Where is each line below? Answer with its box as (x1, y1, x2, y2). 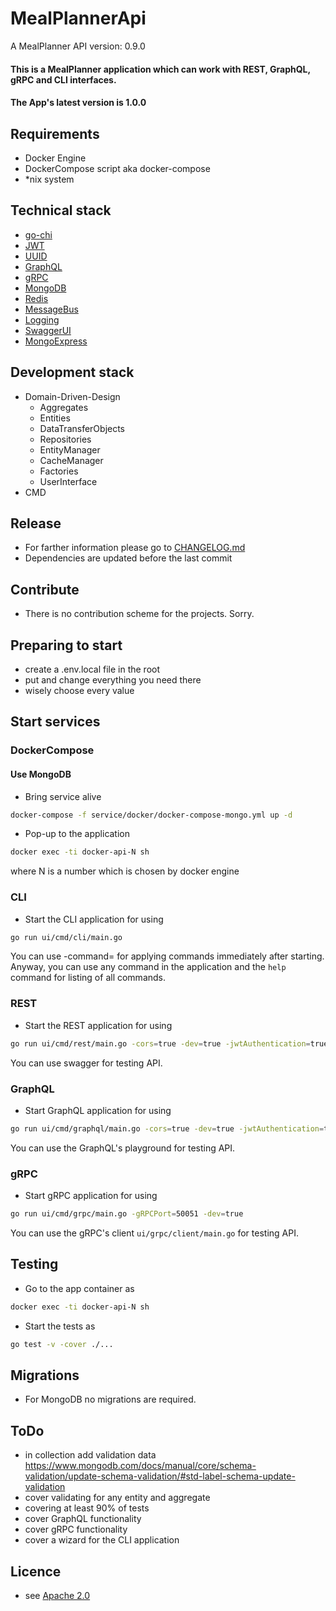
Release (10, 515, 62, 532)
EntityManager (39, 443, 101, 456)
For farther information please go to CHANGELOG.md (24, 542, 246, 554)
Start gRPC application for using (24, 1190, 158, 1202)
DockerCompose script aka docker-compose (24, 162, 211, 174)
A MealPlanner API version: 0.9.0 (10, 40, 146, 52)
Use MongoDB (10, 768, 72, 780)
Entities (39, 412, 71, 424)
